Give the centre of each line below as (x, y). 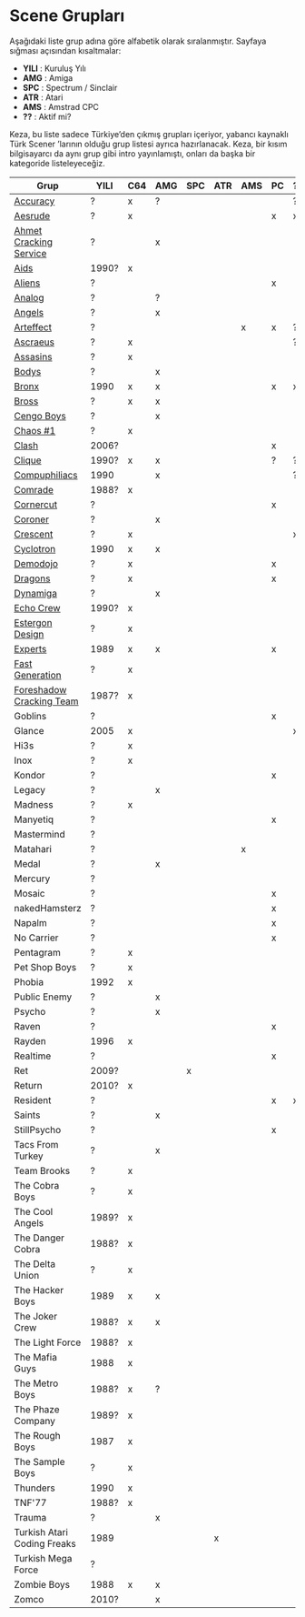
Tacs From (36, 1144)
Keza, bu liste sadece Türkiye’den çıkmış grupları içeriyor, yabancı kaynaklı (149, 134)
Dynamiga (35, 593)
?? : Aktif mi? (47, 116)
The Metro (36, 1383)
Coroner (32, 519)
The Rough (37, 1435)
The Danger (39, 1238)
